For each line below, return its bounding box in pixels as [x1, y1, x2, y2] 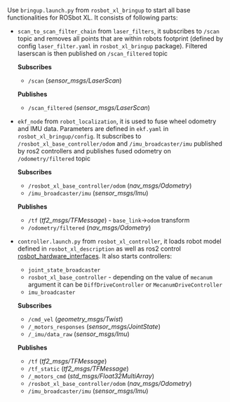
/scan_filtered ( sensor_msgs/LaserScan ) [27, 104, 151, 111]
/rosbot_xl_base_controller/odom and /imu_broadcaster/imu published [17, 139, 223, 148]
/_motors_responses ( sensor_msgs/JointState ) [27, 322, 161, 331]
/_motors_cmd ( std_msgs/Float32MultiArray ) [27, 372, 154, 380]
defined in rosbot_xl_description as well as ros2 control [17, 244, 181, 253]
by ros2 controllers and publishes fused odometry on [17, 147, 172, 155]
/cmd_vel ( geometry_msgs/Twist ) [27, 315, 123, 323]
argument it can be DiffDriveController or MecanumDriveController [27, 280, 223, 289]
